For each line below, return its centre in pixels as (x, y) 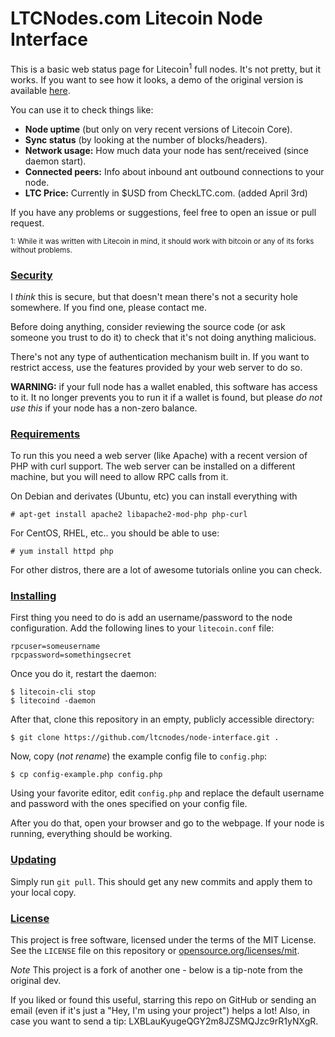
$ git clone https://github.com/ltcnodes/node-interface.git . (145, 738)
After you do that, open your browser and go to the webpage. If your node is (167, 823)
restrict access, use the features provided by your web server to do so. (156, 367)
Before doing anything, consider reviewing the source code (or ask (148, 326)
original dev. (36, 981)
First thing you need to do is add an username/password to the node (151, 618)
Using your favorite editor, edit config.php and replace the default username (167, 793)
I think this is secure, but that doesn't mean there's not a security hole (154, 296)
